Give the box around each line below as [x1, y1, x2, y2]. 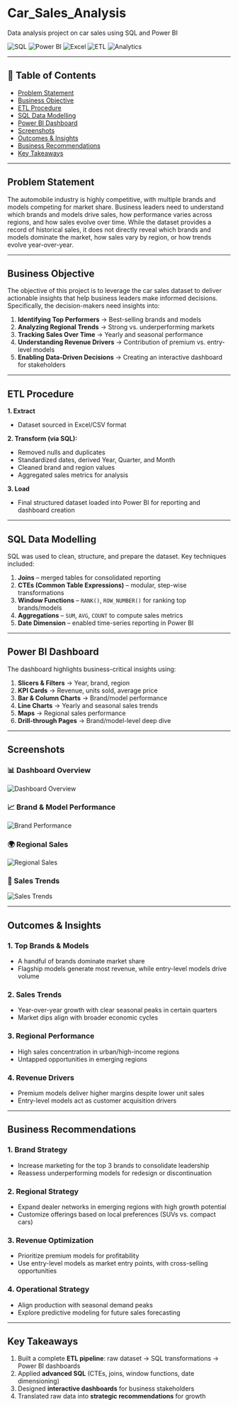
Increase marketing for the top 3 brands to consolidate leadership [17, 1161, 210, 1170]
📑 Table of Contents [7, 70, 96, 82]
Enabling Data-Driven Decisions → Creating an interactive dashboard [17, 353, 223, 362]
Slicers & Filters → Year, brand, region [17, 678, 130, 687]
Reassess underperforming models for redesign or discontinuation [17, 1168, 212, 1177]
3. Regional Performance [7, 1031, 95, 1041]
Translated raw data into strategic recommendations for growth [17, 1392, 206, 1401]
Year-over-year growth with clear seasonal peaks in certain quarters [17, 1006, 217, 1015]
